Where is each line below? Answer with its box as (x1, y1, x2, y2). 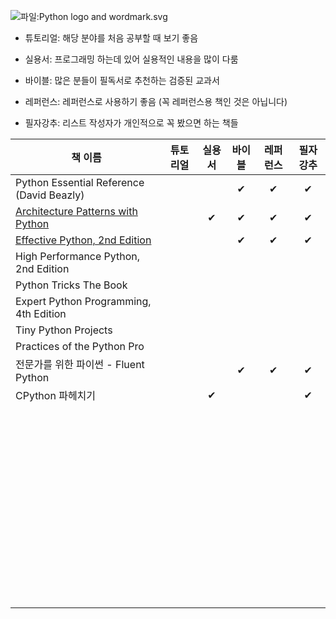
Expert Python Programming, (15, 295, 152, 308)
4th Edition (15, 307, 67, 320)
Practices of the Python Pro (15, 340, 145, 353)
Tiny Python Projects (15, 323, 113, 337)
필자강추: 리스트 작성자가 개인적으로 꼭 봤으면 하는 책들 (24, 117, 239, 129)
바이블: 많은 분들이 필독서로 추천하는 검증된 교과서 (24, 75, 220, 86)
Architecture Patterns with (15, 205, 138, 218)
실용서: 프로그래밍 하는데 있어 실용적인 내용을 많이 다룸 (24, 53, 239, 65)
